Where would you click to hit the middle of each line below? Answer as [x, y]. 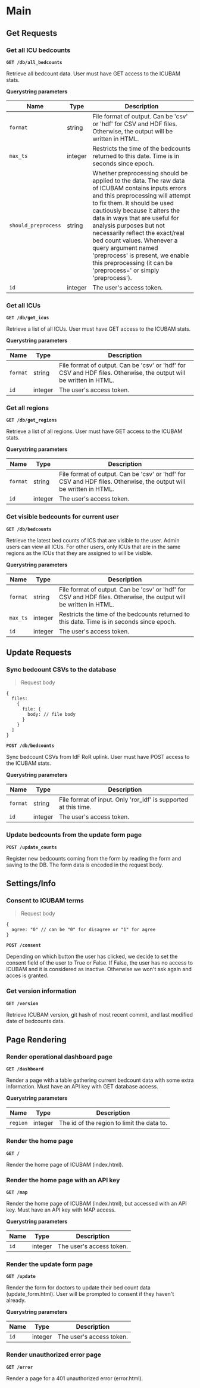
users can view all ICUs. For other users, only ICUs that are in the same [93, 547]
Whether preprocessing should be [140, 173]
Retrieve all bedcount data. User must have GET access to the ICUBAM [93, 74]
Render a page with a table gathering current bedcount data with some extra [100, 1080]
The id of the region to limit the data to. [113, 1123]
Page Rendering [36, 1040]
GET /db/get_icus [28, 318]
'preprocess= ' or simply [126, 270]
